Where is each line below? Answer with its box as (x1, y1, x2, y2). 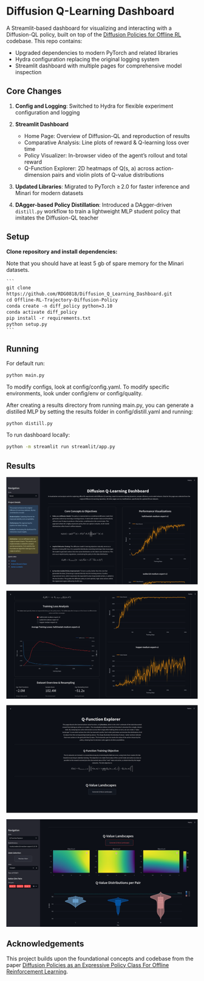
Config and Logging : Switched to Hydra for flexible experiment (15, 102, 174, 109)
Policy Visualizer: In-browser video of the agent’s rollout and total (24, 151, 188, 159)
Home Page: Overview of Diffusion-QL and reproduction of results (24, 132, 190, 139)
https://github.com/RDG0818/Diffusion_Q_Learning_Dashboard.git (6, 291, 172, 297)
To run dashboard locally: (6, 431, 70, 439)
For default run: (6, 360, 46, 367)
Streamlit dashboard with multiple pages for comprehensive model (15, 62, 182, 69)
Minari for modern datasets (15, 189, 84, 196)
